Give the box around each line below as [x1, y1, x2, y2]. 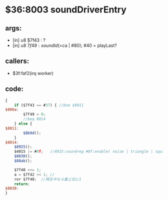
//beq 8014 [23, 116, 46, 121]
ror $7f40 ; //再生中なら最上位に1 [14, 176, 81, 181]
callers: [5, 57, 29, 65]
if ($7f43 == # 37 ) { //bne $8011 [14, 102, 84, 107]
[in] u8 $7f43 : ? [12, 37, 46, 43]
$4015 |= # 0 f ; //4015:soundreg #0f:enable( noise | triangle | [14, 149, 153, 154]
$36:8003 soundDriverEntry [5, 4, 126, 15]
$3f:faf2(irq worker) [12, 70, 54, 76]
